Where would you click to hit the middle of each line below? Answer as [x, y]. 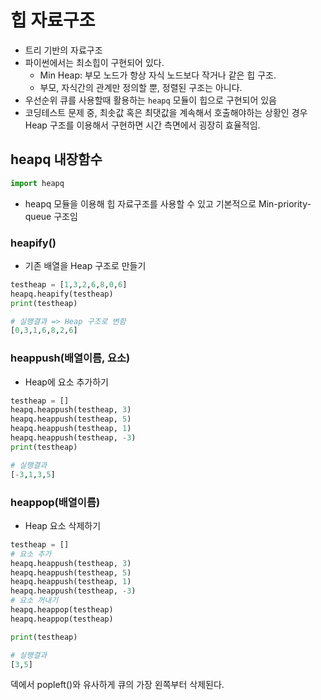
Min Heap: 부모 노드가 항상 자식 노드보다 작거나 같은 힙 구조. [158, 75]
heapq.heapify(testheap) [62, 294]
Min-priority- [285, 203]
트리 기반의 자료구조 [63, 50]
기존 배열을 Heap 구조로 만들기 [85, 265]
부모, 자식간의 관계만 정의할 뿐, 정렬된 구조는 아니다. [141, 87]
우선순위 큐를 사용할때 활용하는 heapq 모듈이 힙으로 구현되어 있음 [150, 100]
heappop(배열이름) [55, 502]
